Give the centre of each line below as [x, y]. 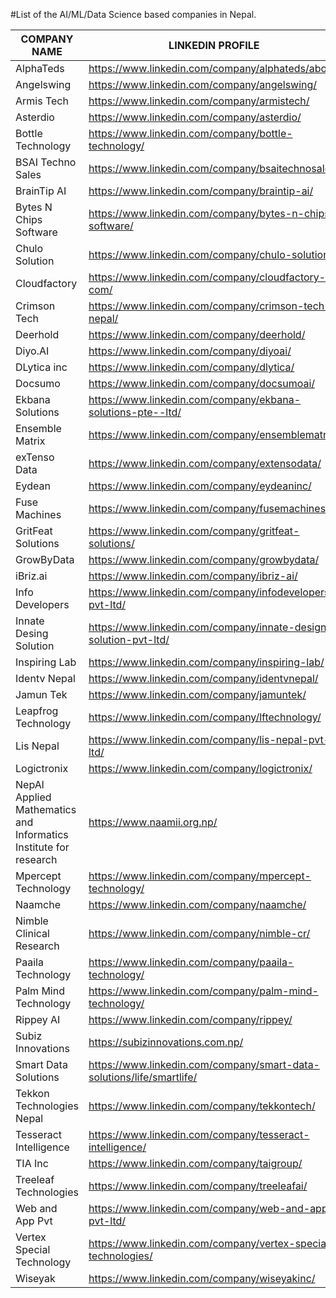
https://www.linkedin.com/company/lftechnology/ [205, 717]
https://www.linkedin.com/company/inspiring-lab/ [206, 662]
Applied [33, 797]
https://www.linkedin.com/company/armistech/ [199, 101]
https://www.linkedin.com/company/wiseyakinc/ [202, 1278]
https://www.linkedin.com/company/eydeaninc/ [200, 486]
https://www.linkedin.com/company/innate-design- [210, 627]
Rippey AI [38, 1019]
